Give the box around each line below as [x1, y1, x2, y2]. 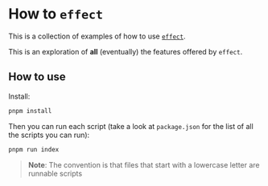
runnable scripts [27, 168, 83, 178]
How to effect [8, 5, 103, 23]
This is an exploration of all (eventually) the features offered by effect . [8, 46, 243, 56]
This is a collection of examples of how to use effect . [8, 31, 186, 41]
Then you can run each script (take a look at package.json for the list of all [8, 121, 254, 131]
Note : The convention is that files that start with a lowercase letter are [27, 160, 260, 169]
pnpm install [8, 107, 52, 115]
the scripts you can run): [8, 130, 90, 139]
